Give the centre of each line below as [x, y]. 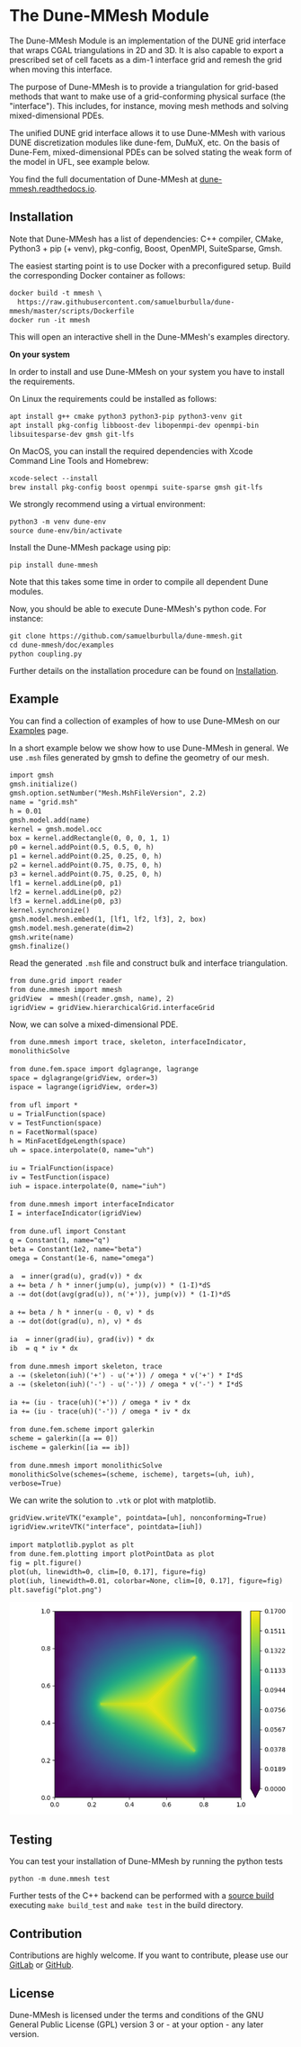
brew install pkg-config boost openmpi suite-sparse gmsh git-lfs [136, 487]
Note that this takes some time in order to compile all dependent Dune [139, 581]
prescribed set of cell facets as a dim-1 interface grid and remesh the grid [146, 59]
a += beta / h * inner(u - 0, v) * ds [82, 1312]
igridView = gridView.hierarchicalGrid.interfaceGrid [112, 1007]
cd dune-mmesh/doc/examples [62, 645]
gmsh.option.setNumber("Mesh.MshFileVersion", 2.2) [108, 793]
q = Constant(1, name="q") [60, 1240]
